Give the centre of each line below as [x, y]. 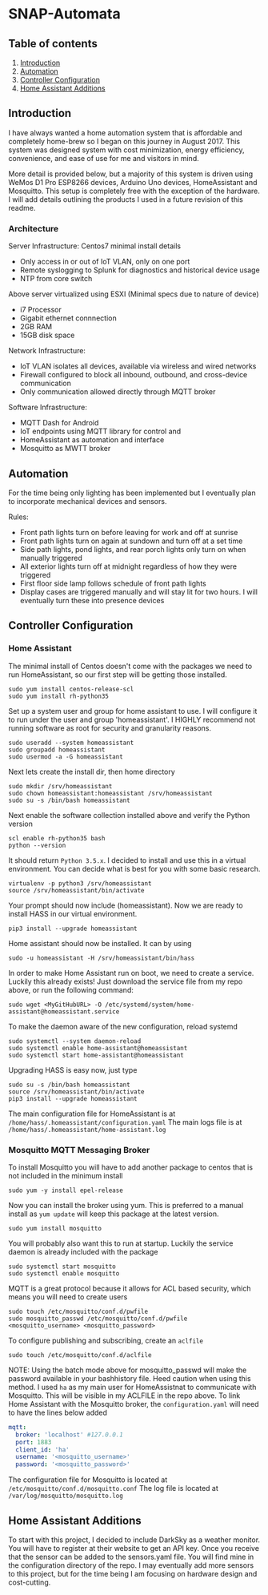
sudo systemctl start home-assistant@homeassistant [96, 1055]
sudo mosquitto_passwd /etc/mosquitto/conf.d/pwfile [98, 1319]
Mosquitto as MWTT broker [65, 449]
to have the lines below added [58, 1412]
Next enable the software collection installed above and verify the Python [129, 815]
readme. [22, 207]
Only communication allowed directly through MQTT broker [118, 392]
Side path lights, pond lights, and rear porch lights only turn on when [133, 549]
